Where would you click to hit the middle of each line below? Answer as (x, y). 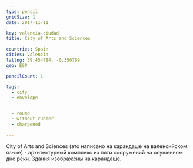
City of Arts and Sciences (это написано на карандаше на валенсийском (97, 146)
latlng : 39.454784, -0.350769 (43, 60)
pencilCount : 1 (25, 76)
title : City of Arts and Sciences (49, 39)
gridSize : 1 (21, 17)
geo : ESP (17, 65)
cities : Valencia (27, 55)
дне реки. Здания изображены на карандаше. (64, 159)
